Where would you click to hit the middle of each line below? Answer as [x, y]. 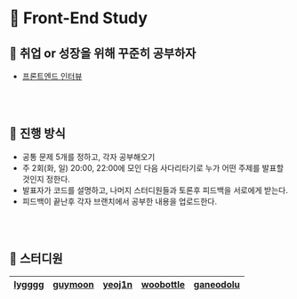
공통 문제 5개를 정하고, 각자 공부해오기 [88, 157]
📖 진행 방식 [38, 134]
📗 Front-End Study [79, 18]
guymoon [74, 284]
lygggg [29, 284]
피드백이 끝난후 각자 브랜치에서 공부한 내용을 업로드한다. [120, 201]
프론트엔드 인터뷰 [52, 76]
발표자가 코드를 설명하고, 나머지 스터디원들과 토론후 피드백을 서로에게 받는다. [155, 190]
